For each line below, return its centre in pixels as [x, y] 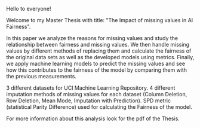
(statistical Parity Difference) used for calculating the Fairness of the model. [99, 107]
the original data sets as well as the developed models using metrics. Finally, [100, 57]
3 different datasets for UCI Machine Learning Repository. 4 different [91, 88]
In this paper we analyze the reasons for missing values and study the [92, 38]
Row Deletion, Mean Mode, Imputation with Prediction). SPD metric [89, 100]
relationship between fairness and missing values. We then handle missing [98, 45]
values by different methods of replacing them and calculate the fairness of [99, 51]
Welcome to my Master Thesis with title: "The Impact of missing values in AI [100, 20]
